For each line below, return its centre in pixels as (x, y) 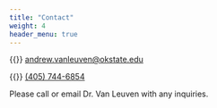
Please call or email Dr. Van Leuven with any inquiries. (109, 94)
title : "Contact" (42, 17)
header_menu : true (43, 34)
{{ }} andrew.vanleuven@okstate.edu (76, 60)
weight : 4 (28, 26)
